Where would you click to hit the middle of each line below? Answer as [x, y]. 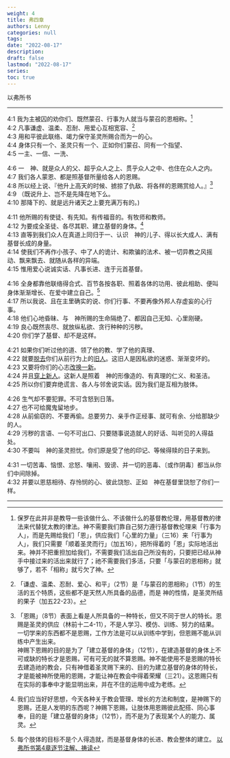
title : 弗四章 [26, 20]
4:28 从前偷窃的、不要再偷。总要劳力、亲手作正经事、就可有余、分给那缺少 [114, 416]
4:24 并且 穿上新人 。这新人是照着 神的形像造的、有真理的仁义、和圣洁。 [111, 375]
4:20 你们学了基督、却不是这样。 [54, 335]
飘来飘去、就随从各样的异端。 [61, 260]
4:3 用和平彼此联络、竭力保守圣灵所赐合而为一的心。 [81, 136]
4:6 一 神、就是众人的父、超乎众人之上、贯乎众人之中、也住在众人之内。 [112, 168]
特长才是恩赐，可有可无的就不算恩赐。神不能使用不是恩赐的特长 [131, 659]
